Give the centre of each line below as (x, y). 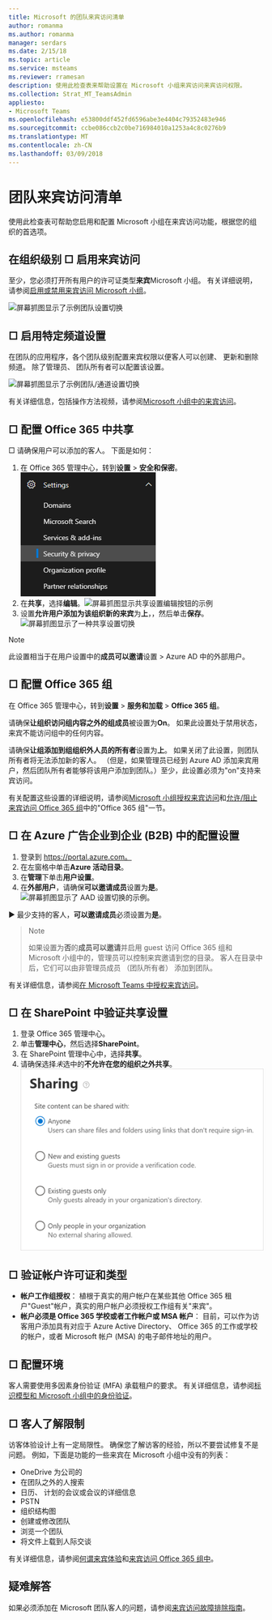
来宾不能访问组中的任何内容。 (58, 732)
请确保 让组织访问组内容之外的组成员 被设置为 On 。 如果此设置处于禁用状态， (135, 723)
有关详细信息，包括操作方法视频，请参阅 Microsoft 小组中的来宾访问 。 (125, 402)
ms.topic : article (39, 60)
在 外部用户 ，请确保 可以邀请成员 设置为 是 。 (91, 887)
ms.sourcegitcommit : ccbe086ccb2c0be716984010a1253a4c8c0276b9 (117, 128)
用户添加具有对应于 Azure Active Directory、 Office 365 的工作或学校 (142, 1326)
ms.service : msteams (43, 69)
